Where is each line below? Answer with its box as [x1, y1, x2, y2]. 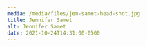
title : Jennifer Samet [7, 17, 72, 23]
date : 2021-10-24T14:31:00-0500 [7, 29, 100, 37]
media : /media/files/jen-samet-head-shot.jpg [7, 10, 140, 17]
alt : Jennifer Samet [7, 23, 67, 30]
